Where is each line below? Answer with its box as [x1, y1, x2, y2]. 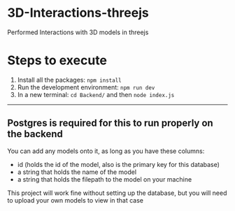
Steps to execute [7, 52, 107, 68]
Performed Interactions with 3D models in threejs [7, 28, 149, 36]
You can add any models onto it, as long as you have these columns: [7, 147, 205, 155]
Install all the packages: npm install [17, 75, 122, 84]
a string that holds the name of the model [17, 168, 137, 176]
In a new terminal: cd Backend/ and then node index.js [17, 90, 175, 99]
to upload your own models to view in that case [7, 196, 144, 204]
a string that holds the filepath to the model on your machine [17, 175, 192, 183]
